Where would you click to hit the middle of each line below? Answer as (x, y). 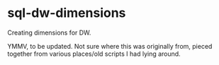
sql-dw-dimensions (67, 13)
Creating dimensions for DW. (49, 32)
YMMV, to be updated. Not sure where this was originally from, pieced (110, 46)
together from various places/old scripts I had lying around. (94, 54)
